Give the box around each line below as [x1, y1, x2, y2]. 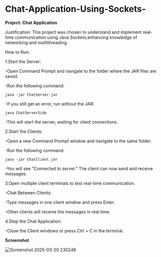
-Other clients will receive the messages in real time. [5, 208, 111, 214]
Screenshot [5, 237, 29, 243]
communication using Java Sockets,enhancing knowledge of [15, 34, 138, 40]
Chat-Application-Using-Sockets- [5, 3, 146, 15]
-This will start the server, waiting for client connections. [5, 119, 118, 125]
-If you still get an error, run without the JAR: [5, 101, 95, 106]
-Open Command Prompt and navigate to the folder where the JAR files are [5, 68, 157, 74]
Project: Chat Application [5, 20, 58, 26]
